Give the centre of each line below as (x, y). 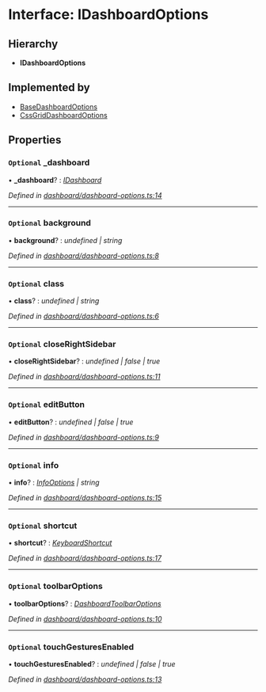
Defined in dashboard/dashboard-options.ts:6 (84, 316)
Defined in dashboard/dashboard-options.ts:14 (85, 195)
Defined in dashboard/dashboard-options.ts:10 (85, 618)
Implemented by (49, 87)
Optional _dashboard (49, 162)
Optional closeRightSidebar (62, 344)
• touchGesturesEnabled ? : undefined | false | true (92, 663)
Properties (35, 140)
